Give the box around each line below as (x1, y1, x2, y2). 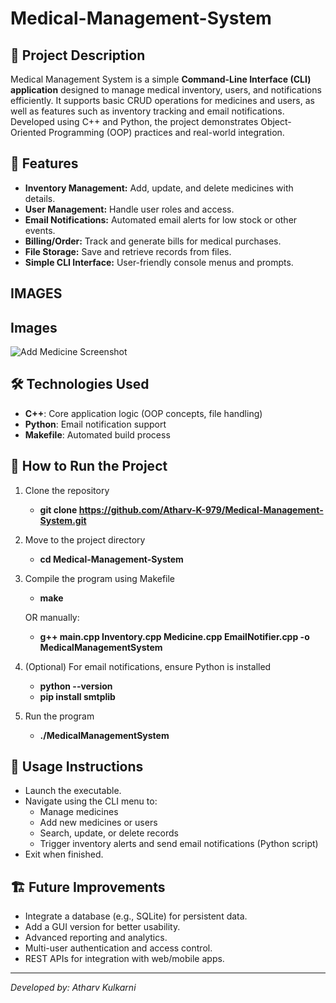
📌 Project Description (10, 47, 146, 64)
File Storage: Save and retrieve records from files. (24, 245, 232, 257)
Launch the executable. (24, 785, 122, 797)
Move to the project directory (24, 533, 146, 546)
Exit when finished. (24, 848, 104, 861)
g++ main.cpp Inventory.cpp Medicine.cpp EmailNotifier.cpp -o (39, 630, 310, 642)
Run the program (24, 710, 95, 722)
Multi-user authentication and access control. (24, 942, 213, 954)
